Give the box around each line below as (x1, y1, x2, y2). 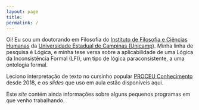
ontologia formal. (6, 61, 48, 68)
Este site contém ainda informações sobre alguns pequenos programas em (6, 90, 191, 98)
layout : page (6, 8, 39, 15)
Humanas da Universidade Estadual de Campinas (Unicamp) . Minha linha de (6, 42, 194, 49)
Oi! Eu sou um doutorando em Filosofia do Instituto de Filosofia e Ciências (6, 36, 188, 43)
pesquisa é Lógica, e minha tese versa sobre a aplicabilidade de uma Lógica (6, 49, 194, 56)
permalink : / (6, 20, 39, 26)
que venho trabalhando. (6, 97, 65, 104)
